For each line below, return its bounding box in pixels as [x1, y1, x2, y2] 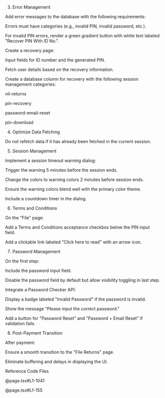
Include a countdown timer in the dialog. [5, 196, 87, 201]
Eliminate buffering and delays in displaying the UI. [5, 359, 108, 365]
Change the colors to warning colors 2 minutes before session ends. [5, 177, 144, 183]
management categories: [5, 81, 56, 87]
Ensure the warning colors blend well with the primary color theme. [5, 186, 141, 192]
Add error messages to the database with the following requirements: [5, 14, 146, 19]
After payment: [5, 339, 35, 345]
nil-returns [5, 91, 27, 96]
